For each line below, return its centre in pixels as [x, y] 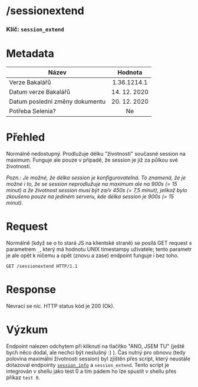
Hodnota [130, 73]
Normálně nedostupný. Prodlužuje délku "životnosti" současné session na [96, 153]
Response [31, 290]
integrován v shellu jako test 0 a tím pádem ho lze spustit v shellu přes [91, 371]
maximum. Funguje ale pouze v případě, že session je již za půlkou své [92, 160]
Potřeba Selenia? [32, 111]
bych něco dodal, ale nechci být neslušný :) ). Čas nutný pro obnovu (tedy [96, 352]
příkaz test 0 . [23, 377]
